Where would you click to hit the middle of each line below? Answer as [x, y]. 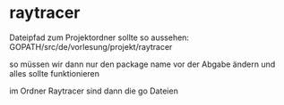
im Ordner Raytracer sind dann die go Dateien [94, 91]
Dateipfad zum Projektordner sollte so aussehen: [99, 37]
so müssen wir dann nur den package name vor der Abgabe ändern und [142, 64]
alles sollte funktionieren [55, 73]
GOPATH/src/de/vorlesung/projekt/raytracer [91, 46]
